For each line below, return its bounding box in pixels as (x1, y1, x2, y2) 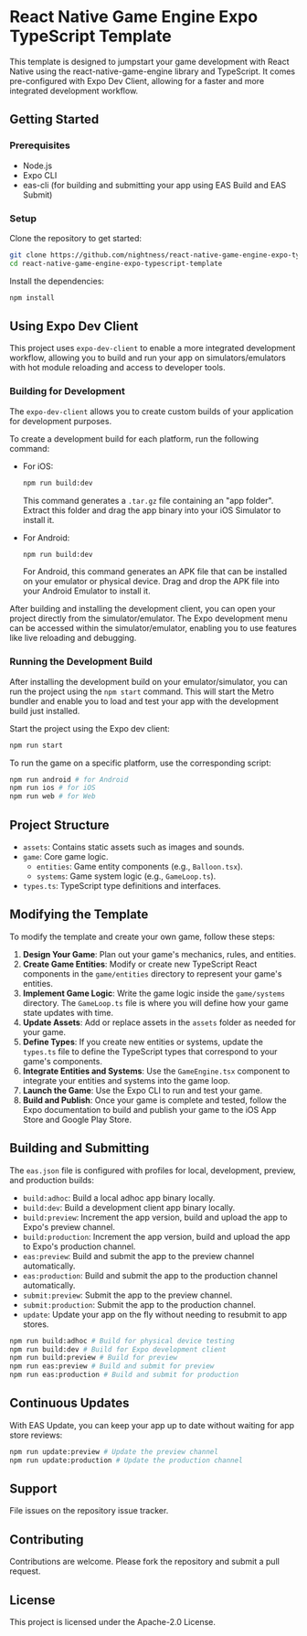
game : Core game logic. (22, 851, 109, 862)
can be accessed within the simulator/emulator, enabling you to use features (9, 623, 297, 634)
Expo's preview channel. (22, 1221, 116, 1232)
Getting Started (9, 112, 100, 127)
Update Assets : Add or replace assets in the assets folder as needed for (22, 1017, 297, 1028)
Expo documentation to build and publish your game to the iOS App (22, 1104, 277, 1115)
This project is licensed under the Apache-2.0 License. (9, 1617, 217, 1628)
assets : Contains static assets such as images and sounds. (22, 841, 245, 852)
